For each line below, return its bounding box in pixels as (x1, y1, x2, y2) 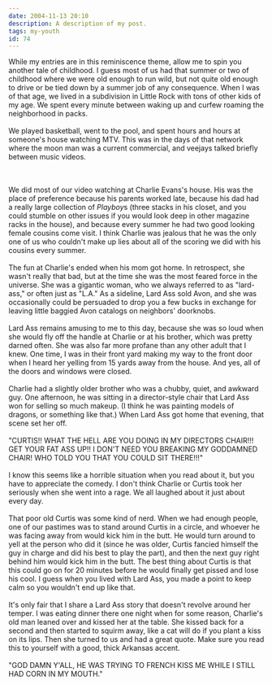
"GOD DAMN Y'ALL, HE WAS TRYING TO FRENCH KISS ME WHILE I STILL (8, 661, 256, 670)
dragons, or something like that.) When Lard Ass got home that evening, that (8, 410, 265, 420)
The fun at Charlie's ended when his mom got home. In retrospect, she (8, 263, 245, 273)
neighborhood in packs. (8, 109, 88, 119)
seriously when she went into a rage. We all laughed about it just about (8, 487, 245, 497)
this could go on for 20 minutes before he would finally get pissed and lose (8, 565, 259, 575)
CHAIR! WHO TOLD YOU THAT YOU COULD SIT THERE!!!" (8, 453, 204, 463)
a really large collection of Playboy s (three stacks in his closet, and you (8, 203, 247, 212)
